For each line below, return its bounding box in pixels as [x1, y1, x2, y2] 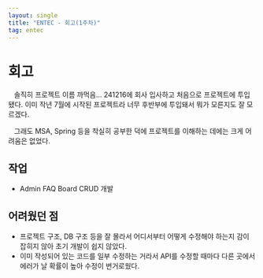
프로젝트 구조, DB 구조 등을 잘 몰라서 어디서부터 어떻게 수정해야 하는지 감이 [19, 232, 250, 241]
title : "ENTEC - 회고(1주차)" [8, 19, 101, 27]
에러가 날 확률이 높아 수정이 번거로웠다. [19, 261, 140, 270]
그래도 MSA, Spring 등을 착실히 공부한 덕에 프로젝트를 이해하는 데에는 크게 [13, 127, 244, 136]
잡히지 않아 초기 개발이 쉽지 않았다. [19, 241, 128, 250]
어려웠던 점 [8, 209, 59, 223]
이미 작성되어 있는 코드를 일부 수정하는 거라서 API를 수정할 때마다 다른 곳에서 [19, 251, 256, 261]
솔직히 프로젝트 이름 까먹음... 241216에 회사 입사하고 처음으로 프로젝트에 [13, 90, 236, 99]
